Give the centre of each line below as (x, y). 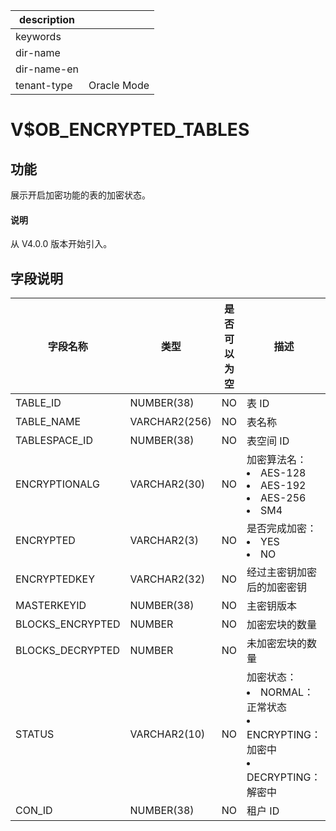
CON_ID (34, 811)
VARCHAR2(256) (170, 422)
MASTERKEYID (51, 606)
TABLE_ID (38, 403)
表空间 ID (268, 441)
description (47, 19)
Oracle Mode (119, 85)
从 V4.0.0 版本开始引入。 (61, 244)
